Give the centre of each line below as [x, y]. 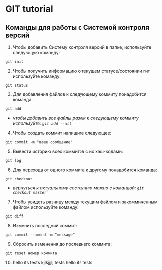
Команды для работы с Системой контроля [78, 28]
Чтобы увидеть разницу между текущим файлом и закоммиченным [85, 202]
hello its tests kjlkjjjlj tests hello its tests [53, 262]
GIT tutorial [29, 9]
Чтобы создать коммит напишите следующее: [62, 133]
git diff [15, 216]
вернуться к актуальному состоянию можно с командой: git [78, 188]
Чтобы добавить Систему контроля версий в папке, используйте [82, 47]
